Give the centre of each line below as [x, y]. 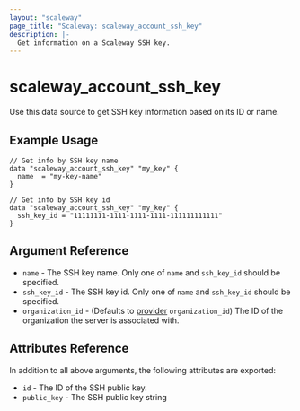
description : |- [40, 34]
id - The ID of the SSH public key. [85, 388]
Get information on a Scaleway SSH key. [94, 43]
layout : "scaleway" [46, 17]
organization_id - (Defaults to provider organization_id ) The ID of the [153, 310]
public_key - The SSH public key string [95, 397]
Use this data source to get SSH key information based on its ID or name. [145, 112]
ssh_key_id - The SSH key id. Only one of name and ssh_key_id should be [156, 292]
